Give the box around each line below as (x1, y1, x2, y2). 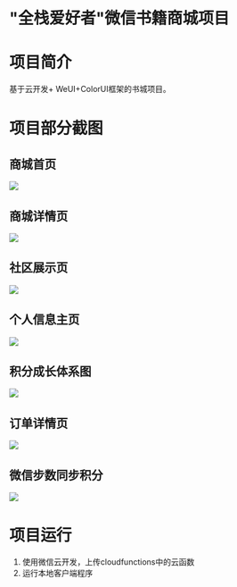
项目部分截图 (9, 118, 104, 138)
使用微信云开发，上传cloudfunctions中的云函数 (21, 556, 195, 567)
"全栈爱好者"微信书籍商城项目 (9, 8, 230, 29)
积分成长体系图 (9, 364, 92, 379)
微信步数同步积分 (9, 467, 103, 482)
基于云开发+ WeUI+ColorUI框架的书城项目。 (9, 84, 171, 95)
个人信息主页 (9, 312, 80, 327)
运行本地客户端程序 (21, 567, 94, 578)
